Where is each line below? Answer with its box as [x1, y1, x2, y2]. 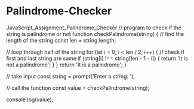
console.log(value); [6, 96, 54, 103]
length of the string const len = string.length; [6, 37, 116, 44]
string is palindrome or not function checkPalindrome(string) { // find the [6, 30, 184, 37]
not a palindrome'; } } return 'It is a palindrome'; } [6, 61, 127, 68]
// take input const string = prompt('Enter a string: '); [6, 72, 136, 80]
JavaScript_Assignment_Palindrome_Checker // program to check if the [6, 24, 182, 31]
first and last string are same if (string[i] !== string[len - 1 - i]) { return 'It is [6, 54, 188, 62]
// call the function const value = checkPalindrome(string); [6, 84, 150, 91]
